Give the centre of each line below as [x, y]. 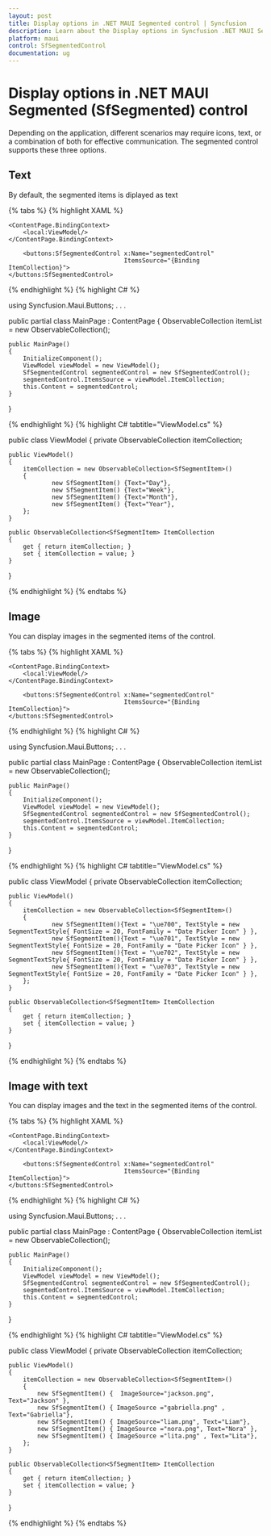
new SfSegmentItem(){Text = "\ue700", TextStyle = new [146, 924]
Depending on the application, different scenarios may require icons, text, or [135, 132]
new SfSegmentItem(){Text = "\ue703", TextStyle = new [146, 967]
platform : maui [34, 38]
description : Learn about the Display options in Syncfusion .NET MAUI [131, 31]
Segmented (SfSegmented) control [128, 111]
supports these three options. [58, 149]
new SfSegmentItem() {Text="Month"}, [115, 497]
